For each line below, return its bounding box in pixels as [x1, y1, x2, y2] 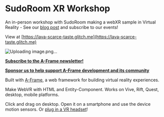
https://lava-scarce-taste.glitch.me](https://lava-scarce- [23, 34, 137, 40]
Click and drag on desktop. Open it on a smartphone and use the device [5, 101, 151, 107]
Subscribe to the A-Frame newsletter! [5, 58, 84, 64]
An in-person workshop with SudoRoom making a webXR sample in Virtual [5, 19, 156, 25]
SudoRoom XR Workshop [5, 3, 110, 14]
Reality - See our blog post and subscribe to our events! [5, 24, 118, 30]
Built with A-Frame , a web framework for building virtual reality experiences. [5, 77, 160, 83]
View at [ [5, 34, 23, 40]
